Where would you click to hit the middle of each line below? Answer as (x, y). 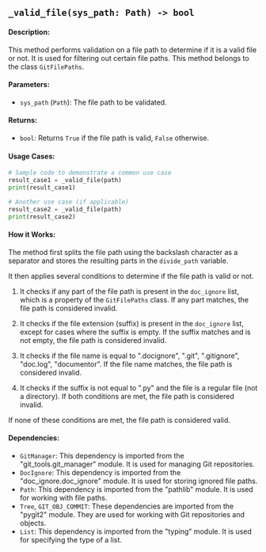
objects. (33, 523)
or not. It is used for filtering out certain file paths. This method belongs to (129, 58)
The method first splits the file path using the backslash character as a (123, 252)
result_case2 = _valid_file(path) (65, 209)
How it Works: (32, 234)
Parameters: (29, 85)
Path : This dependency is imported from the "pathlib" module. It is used (136, 489)
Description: (29, 32)
